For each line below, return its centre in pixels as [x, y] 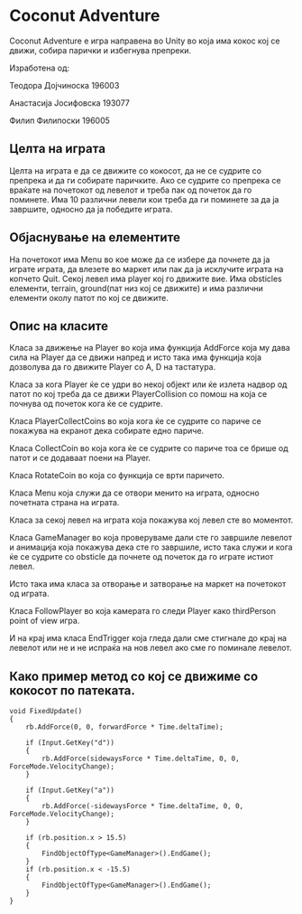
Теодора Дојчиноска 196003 [64, 85]
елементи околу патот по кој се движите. [89, 297]
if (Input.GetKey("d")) [70, 743]
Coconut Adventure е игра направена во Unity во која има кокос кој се [145, 41]
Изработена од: [40, 68]
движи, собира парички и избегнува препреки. [101, 50]
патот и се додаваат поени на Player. [80, 458]
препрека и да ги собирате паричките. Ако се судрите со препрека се [145, 180]
